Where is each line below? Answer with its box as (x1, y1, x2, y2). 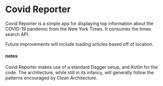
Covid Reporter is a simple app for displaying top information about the (5, 20, 154, 26)
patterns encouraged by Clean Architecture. (5, 75, 97, 81)
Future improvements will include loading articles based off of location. (5, 41, 154, 47)
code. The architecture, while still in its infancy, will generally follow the (5, 70, 154, 76)
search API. (5, 31, 29, 37)
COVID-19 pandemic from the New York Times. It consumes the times (5, 25, 151, 32)
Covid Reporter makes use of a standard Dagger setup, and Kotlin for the (5, 64, 158, 70)
